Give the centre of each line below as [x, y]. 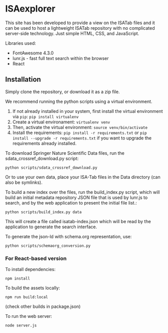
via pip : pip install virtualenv [45, 116]
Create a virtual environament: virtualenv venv [61, 122]
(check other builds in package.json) [43, 307]
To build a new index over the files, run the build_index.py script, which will [82, 192]
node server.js [21, 325]
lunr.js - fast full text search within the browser [60, 58]
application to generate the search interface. [51, 227]
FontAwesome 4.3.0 [33, 53]
